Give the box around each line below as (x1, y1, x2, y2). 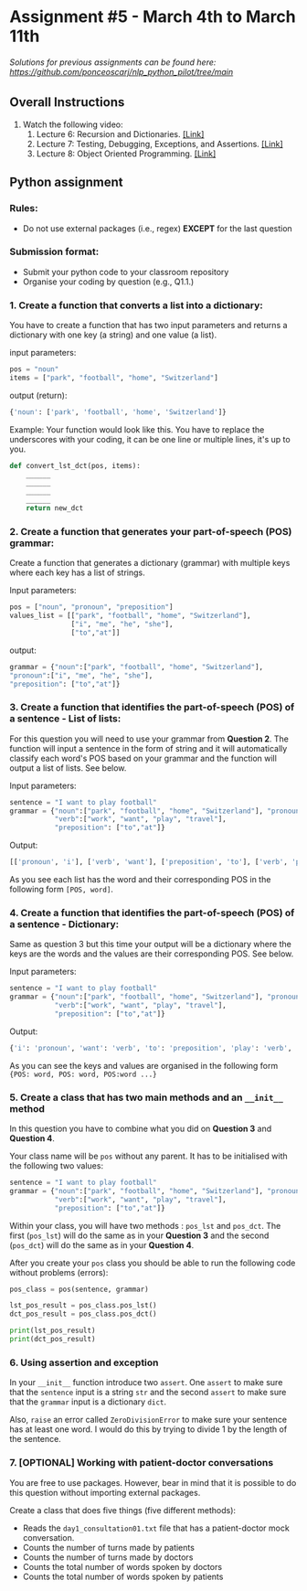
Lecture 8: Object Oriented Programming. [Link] (36, 148, 217, 159)
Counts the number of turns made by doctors (22, 1552, 194, 1563)
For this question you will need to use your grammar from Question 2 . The (9, 733, 290, 744)
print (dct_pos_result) (9, 1335, 96, 1344)
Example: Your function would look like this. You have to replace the (9, 423, 265, 435)
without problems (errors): (9, 1266, 109, 1277)
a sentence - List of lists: (9, 712, 122, 725)
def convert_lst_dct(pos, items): (9, 461, 142, 470)
